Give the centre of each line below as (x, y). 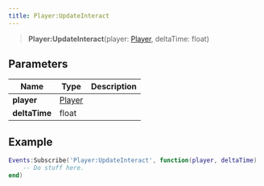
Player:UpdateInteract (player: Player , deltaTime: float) (118, 39)
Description (114, 87)
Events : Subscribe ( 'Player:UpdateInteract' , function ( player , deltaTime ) (133, 161)
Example (31, 142)
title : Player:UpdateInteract (59, 16)
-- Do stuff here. (54, 168)
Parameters (38, 64)
